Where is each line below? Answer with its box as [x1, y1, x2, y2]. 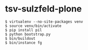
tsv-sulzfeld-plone [5, 3, 82, 14]
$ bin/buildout [5, 36, 36, 41]
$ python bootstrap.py [5, 32, 51, 37]
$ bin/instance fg [5, 40, 42, 45]
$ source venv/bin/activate [5, 23, 62, 28]
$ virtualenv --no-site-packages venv [5, 19, 83, 24]
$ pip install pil [5, 27, 42, 32]
